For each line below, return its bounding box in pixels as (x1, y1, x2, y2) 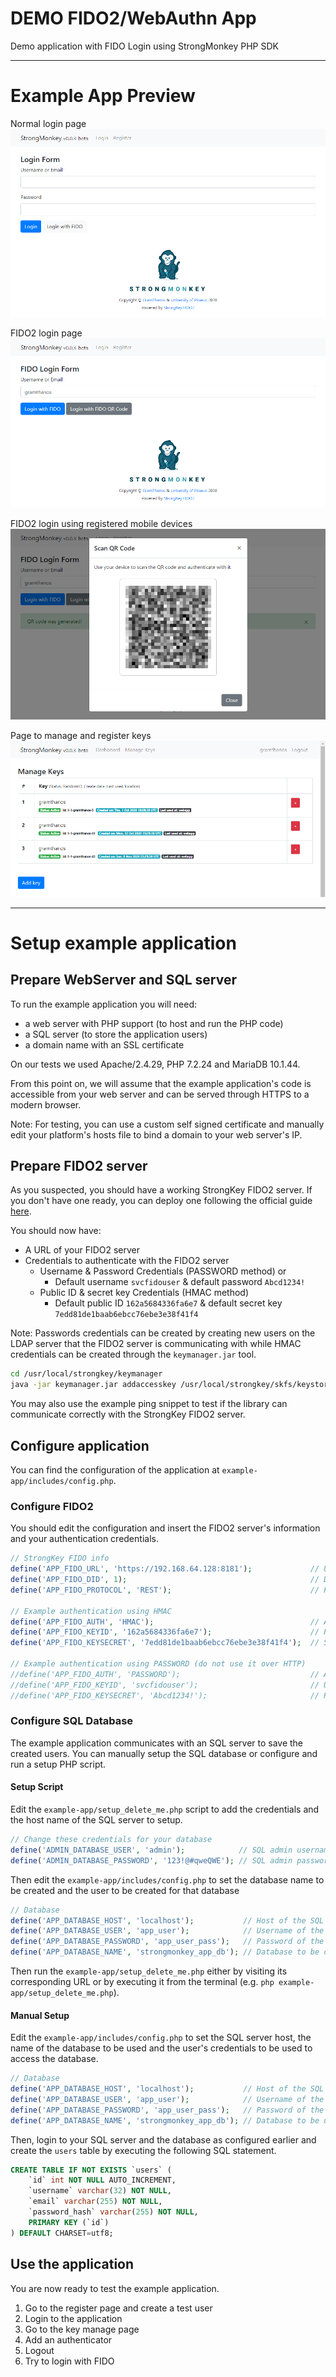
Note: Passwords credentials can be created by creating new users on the (10, 1327, 316, 1339)
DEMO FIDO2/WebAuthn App (10, 7, 257, 30)
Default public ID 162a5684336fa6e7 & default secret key (54, 1297, 283, 1309)
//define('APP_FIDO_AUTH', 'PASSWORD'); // (10, 1669, 320, 1679)
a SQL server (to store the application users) (24, 1028, 208, 1040)
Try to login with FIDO (24, 2355, 115, 2367)
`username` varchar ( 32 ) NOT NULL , (28, 2186, 172, 2196)
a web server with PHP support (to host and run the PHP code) (24, 1017, 284, 1029)
